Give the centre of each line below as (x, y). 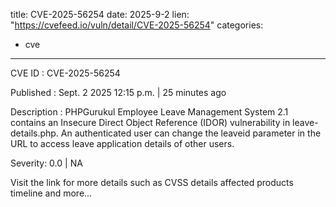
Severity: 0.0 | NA (46, 163)
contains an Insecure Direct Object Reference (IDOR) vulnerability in (150, 122)
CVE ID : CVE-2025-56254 (65, 73)
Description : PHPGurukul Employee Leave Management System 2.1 (149, 112)
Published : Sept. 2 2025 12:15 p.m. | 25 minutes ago (118, 92)
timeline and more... (51, 193)
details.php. (34, 133)
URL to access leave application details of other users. (122, 143)
